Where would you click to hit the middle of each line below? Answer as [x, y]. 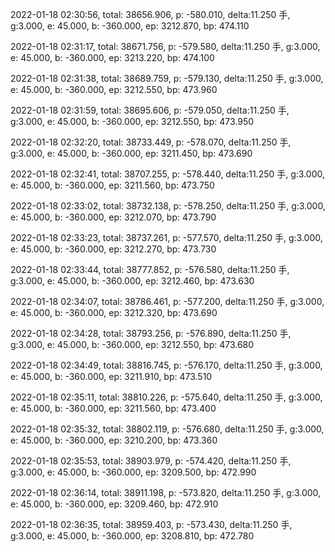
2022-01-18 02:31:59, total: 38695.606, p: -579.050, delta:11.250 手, [150, 110]
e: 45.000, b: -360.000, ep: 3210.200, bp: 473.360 [114, 440]
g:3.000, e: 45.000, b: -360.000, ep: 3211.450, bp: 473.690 [131, 153]
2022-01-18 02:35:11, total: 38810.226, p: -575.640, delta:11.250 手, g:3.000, [166, 397]
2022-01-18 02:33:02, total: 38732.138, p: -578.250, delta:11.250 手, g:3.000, [168, 206]
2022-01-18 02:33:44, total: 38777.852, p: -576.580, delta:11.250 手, [150, 269]
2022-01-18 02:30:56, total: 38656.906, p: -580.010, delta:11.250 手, [150, 14]
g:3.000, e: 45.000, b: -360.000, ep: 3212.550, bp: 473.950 [132, 121]
